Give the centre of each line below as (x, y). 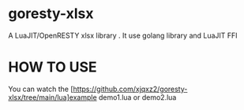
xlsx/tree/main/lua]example (53, 97)
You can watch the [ (41, 89)
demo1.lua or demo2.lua (137, 97)
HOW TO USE (53, 67)
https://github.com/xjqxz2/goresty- (130, 89)
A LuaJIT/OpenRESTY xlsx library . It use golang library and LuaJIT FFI (123, 35)
